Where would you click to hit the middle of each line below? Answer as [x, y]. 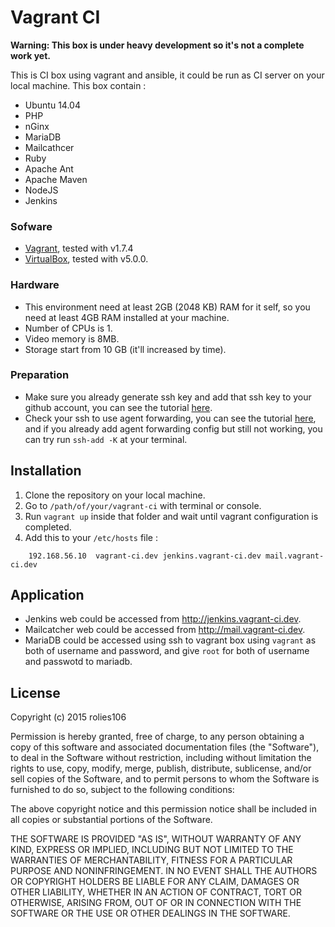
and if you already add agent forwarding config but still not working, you [173, 428]
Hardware [35, 285]
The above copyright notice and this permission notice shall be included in [163, 809]
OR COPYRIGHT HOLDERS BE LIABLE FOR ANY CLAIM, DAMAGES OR [155, 882]
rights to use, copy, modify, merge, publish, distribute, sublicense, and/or [161, 768]
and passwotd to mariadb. [78, 662]
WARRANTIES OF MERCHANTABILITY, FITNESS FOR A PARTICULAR [151, 860]
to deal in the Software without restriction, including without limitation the [161, 758]
